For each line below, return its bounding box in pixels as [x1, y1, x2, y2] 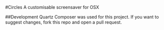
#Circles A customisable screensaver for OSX [5, 4, 99, 10]
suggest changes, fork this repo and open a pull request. [5, 19, 122, 25]
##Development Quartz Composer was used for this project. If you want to [5, 14, 159, 19]
